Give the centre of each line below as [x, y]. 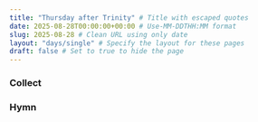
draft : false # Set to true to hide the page [96, 52]
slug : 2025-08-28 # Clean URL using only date [99, 34]
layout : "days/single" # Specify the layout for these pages [127, 43]
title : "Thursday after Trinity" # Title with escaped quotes [129, 18]
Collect [26, 83]
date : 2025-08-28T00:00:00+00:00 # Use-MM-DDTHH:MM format [123, 26]
